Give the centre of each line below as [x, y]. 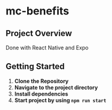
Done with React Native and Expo [47, 47]
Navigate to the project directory [56, 87]
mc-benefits [38, 11]
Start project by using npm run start [60, 100]
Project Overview [39, 33]
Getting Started [35, 66]
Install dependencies [41, 94]
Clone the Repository [41, 81]
